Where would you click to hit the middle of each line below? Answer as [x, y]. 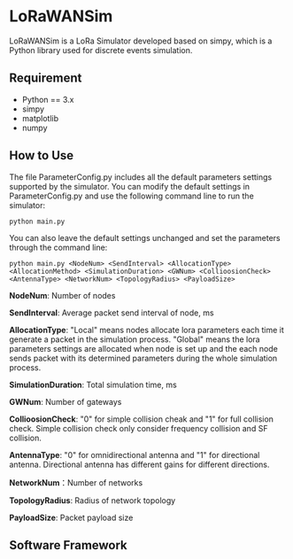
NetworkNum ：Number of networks [76, 482]
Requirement [46, 78]
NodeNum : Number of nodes [62, 295]
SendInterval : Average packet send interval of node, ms [112, 313]
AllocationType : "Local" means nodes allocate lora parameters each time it [147, 330]
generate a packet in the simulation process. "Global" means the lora [135, 339]
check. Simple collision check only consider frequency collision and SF [139, 428]
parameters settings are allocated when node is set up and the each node [144, 348]
